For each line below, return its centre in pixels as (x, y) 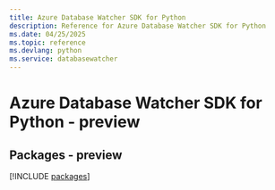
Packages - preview (66, 155)
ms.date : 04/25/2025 (48, 34)
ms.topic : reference (48, 42)
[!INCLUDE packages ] (50, 176)
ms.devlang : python (46, 51)
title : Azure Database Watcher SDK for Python (98, 17)
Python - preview (75, 122)
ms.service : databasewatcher (64, 59)
